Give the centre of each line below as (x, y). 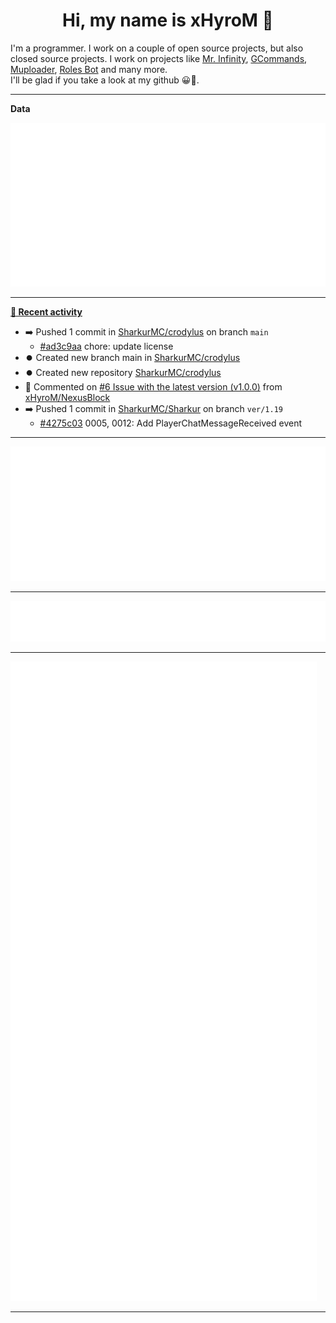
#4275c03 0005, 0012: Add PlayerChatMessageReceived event (171, 423)
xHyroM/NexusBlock (67, 398)
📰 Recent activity (46, 312)
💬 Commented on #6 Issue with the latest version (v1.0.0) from (153, 387)
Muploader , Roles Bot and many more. (89, 69)
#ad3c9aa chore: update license (106, 346)
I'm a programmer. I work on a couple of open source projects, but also (157, 48)
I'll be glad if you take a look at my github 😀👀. (105, 80)
